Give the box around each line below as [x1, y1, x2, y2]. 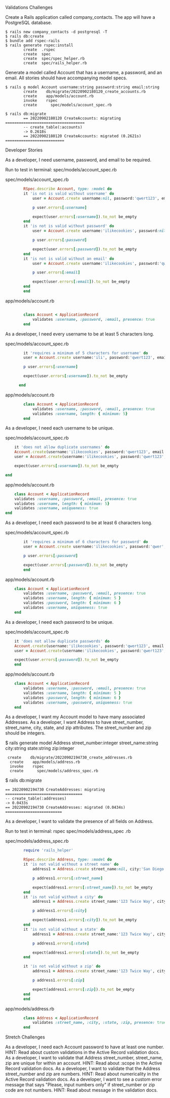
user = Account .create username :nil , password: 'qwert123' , [32, 196, 159, 201]
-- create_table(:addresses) [5, 796, 67, 801]
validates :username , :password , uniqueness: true [23, 700, 133, 705]
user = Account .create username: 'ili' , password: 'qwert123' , [23, 355, 155, 360]
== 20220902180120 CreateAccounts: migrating [23, 116, 121, 121]
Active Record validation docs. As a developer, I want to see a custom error [5, 1076, 162, 1082]
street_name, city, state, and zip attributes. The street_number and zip [5, 724, 152, 731]
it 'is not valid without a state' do [23, 927, 105, 932]
